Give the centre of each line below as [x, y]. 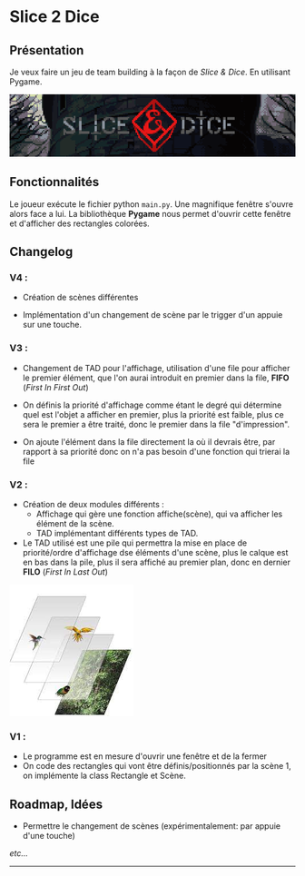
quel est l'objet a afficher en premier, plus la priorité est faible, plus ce [153, 414]
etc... [19, 853]
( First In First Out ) [55, 387]
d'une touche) [49, 836]
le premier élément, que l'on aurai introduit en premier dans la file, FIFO [156, 378]
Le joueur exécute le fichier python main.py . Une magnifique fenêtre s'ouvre [151, 204]
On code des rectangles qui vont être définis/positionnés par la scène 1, [157, 766]
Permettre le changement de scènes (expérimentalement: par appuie [152, 826]
